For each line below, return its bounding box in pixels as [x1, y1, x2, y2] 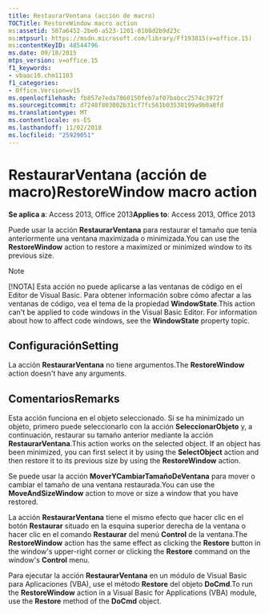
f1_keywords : [8, 64, 52, 72]
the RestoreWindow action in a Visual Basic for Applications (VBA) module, [8, 588, 257, 598]
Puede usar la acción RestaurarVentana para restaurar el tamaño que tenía [8, 225, 258, 234]
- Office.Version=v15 [8, 86, 81, 95]
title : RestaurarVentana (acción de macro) [8, 11, 156, 20]
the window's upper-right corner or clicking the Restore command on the [8, 547, 251, 556]
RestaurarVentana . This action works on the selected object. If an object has [8, 439, 261, 449]
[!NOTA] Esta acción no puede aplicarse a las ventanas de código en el [8, 282, 243, 291]
